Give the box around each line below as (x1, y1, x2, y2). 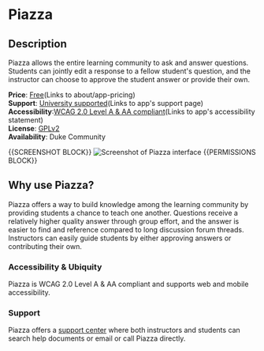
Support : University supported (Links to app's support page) (8, 99, 203, 108)
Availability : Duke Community (8, 132, 106, 142)
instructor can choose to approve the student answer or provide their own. (8, 75, 251, 84)
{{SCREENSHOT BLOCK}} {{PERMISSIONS (8, 148, 256, 157)
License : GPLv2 (8, 124, 60, 133)
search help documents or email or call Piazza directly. (8, 334, 186, 343)
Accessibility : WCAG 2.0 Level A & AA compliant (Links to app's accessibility (8, 107, 255, 116)
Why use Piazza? (8, 179, 95, 192)
